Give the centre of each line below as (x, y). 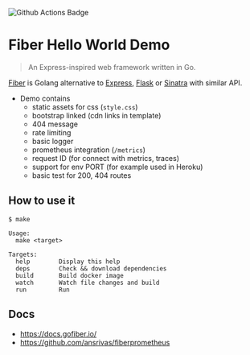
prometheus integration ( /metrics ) (89, 150)
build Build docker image (70, 275)
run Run (43, 290)
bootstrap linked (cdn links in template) (96, 115)
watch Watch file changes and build (88, 283)
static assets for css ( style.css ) (85, 107)
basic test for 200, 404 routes (82, 175)
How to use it (42, 201)
